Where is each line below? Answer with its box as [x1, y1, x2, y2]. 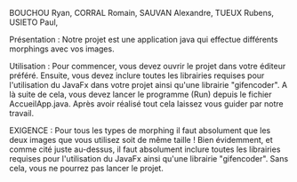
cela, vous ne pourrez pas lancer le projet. [9, 163, 165, 173]
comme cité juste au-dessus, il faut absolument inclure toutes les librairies [9, 144, 281, 154]
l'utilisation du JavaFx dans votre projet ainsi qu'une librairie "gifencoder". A [9, 80, 287, 90]
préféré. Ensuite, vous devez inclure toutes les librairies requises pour [9, 70, 265, 81]
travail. [9, 108, 34, 118]
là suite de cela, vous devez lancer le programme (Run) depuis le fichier [9, 89, 273, 99]
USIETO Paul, [9, 17, 59, 28]
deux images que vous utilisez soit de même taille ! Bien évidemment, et [9, 135, 273, 145]
